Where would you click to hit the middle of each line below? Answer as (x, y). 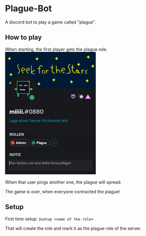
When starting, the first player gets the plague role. (56, 49)
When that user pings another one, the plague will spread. (63, 182)
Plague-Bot (29, 9)
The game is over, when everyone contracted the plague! (63, 191)
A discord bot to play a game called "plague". (51, 22)
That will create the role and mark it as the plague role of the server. (73, 228)
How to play (23, 37)
